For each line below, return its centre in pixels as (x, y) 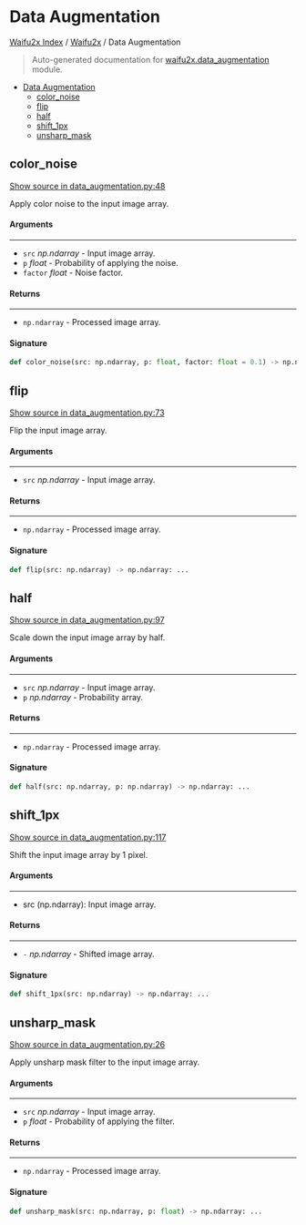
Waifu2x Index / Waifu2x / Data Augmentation (95, 42)
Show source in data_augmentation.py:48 (87, 186)
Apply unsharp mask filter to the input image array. (105, 1062)
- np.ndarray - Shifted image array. (88, 954)
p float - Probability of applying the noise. (101, 262)
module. (47, 69)
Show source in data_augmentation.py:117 (88, 837)
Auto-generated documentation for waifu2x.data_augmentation (151, 59)
